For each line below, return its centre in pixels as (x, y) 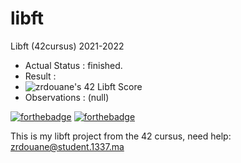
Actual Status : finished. (73, 65)
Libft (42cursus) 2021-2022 (67, 46)
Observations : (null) (67, 97)
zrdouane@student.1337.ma (67, 146)
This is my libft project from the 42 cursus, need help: (121, 136)
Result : (40, 76)
